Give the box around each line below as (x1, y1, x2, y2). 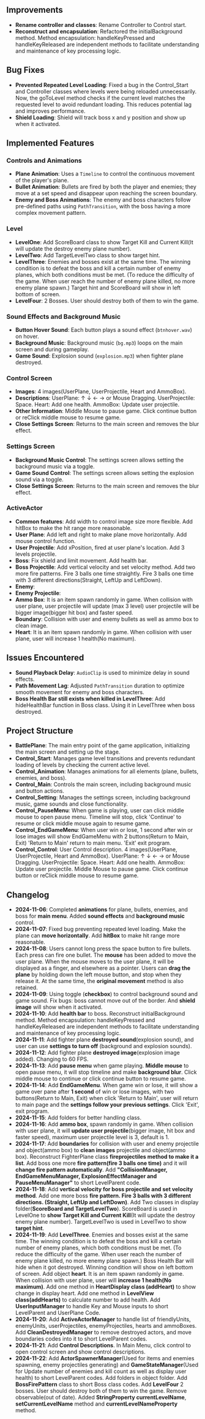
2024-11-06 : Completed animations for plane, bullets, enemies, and (15, 906, 188, 913)
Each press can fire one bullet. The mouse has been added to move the (15, 951, 196, 959)
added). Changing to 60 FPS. (15, 1055, 89, 1063)
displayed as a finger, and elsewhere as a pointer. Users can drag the (15, 964, 191, 972)
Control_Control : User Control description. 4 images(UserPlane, (15, 846, 177, 853)
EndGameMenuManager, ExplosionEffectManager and (15, 1172, 157, 1180)
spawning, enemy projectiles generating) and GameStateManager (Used (15, 1361, 199, 1369)
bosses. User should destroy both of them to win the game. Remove (15, 1387, 187, 1395)
